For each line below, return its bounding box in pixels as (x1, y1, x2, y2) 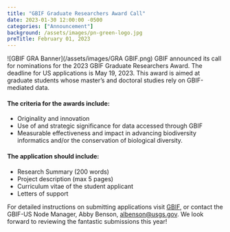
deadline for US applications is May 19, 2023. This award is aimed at (7, 69, 200, 78)
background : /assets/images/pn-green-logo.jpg (7, 29, 143, 36)
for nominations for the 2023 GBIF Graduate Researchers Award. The (7, 62, 203, 70)
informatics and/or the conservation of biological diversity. (16, 137, 183, 145)
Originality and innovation (16, 115, 90, 123)
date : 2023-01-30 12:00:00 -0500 (7, 16, 103, 23)
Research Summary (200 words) (16, 167, 110, 176)
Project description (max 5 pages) (16, 174, 114, 183)
